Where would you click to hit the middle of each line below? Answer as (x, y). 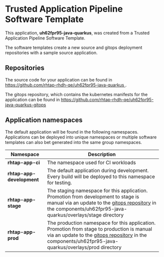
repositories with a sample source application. (51, 53)
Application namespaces (44, 120)
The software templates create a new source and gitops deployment (74, 47)
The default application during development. (98, 170)
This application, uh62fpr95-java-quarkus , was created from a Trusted (77, 33)
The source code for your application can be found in (59, 79)
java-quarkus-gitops (26, 105)
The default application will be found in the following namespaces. (72, 132)
